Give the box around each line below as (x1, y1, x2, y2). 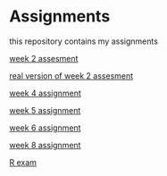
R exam (9, 156, 38, 167)
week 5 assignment (9, 105, 81, 115)
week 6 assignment (9, 122, 81, 133)
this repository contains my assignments (9, 36, 159, 46)
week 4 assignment (9, 88, 82, 98)
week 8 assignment (9, 139, 81, 150)
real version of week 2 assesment (9, 70, 134, 81)
